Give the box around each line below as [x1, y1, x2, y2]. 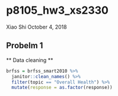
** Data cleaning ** [6, 56, 53, 63]
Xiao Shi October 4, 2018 [6, 23, 67, 30]
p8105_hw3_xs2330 [6, 4, 109, 17]
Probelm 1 [6, 41, 43, 51]
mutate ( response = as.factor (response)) [11, 85, 113, 91]
